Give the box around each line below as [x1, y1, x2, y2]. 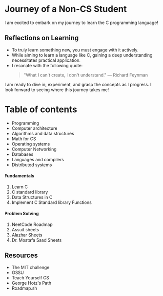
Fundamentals [4, 173, 35, 179]
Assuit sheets [11, 227, 40, 233]
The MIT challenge [11, 264, 50, 270]
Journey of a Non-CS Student [4, 3, 127, 15]
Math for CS [11, 136, 36, 142]
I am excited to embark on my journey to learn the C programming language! [4, 20, 158, 25]
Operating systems [11, 141, 50, 147]
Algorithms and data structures [11, 130, 74, 136]
